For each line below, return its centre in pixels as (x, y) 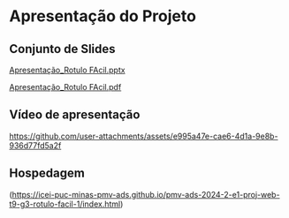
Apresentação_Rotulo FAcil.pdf (65, 87)
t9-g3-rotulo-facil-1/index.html (65, 204)
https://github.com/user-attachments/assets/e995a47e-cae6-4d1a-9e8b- (144, 136)
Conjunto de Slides (63, 49)
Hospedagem (47, 173)
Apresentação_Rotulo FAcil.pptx (67, 70)
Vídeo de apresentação (75, 115)
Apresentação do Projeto (103, 16)
